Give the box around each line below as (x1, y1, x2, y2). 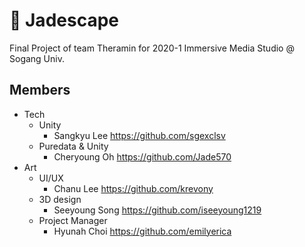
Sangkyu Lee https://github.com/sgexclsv (53, 129, 226, 141)
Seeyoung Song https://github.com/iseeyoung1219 (53, 204, 262, 216)
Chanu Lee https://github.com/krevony (53, 182, 214, 194)
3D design (38, 193, 82, 205)
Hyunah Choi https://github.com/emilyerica (53, 225, 232, 237)
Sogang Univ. (9, 52, 65, 64)
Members (9, 82, 71, 99)
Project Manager (38, 214, 108, 226)
